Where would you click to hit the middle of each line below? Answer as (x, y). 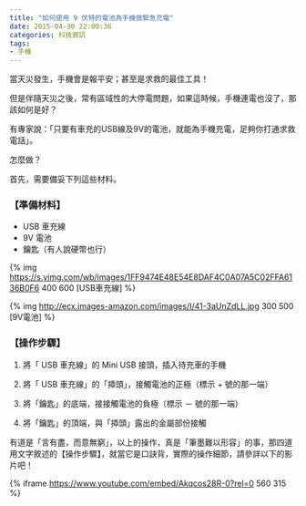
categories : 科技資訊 (48, 35)
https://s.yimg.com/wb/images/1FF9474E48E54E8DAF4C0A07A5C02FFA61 (151, 277)
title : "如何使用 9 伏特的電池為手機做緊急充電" (92, 18)
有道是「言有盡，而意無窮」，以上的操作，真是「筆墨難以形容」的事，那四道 (151, 442)
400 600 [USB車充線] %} (89, 288)
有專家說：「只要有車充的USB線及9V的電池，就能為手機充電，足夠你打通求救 (153, 129)
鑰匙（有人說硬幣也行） (66, 249)
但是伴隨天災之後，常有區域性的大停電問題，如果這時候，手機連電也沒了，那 (153, 98)
